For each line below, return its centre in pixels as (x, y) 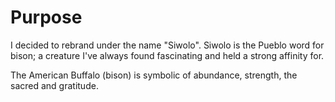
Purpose (46, 17)
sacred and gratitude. (54, 85)
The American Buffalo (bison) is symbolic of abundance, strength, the (154, 75)
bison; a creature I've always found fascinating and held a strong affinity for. (167, 55)
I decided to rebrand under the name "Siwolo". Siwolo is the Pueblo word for (167, 45)
